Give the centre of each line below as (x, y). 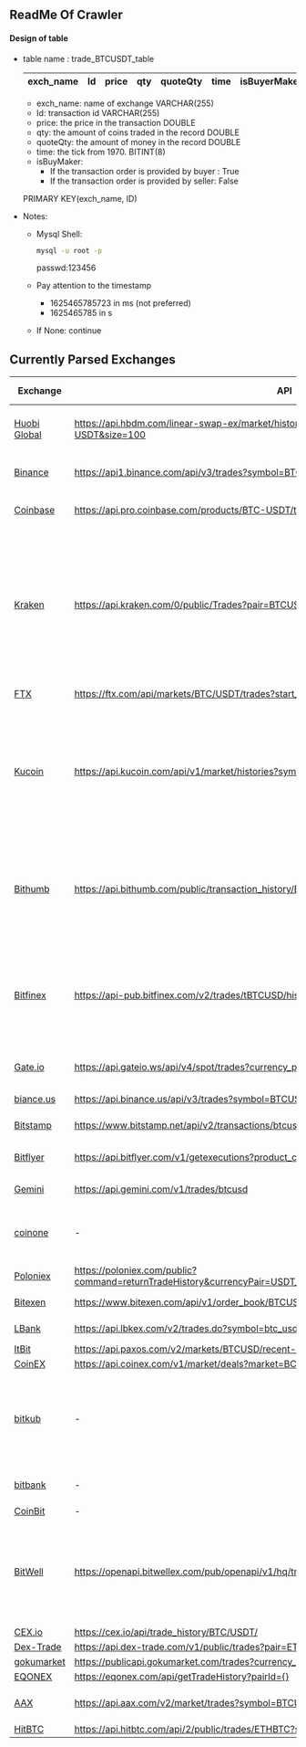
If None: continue (69, 331)
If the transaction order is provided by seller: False (144, 181)
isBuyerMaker (271, 81)
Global (28, 435)
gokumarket (40, 1662)
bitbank (31, 1485)
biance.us (35, 1100)
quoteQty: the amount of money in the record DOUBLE (138, 142)
